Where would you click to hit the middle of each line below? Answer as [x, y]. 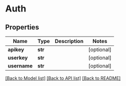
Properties [22, 27]
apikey [16, 49]
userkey [18, 58]
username [20, 66]
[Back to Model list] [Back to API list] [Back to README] [63, 78]
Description [69, 41]
